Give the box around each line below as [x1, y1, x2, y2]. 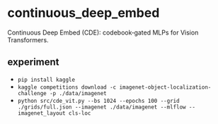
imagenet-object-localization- [119, 83, 212, 91]
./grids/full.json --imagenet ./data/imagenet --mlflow [17, 104, 186, 111]
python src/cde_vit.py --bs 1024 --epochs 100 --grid [17, 97, 180, 104]
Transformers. [7, 35, 49, 44]
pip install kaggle [17, 76, 76, 83]
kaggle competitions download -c [17, 83, 117, 91]
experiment [7, 56, 59, 68]
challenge [17, 89, 47, 97]
